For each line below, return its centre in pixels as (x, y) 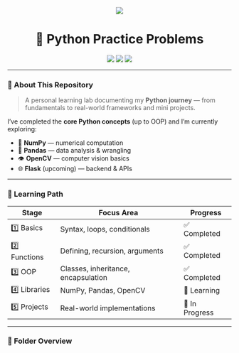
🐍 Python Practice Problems (119, 39)
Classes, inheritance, (95, 268)
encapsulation (84, 277)
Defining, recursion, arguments (112, 251)
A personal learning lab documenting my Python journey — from (120, 100)
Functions (27, 257)
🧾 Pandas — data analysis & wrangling (74, 151)
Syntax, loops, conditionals (105, 229)
